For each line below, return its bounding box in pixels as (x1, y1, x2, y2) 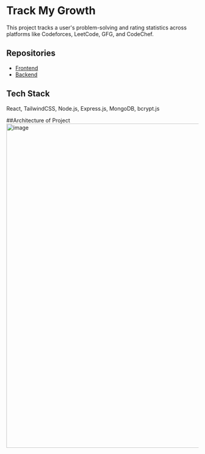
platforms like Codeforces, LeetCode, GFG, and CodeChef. (6, 30, 154, 37)
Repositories (6, 48, 56, 59)
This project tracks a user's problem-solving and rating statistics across (6, 24, 187, 31)
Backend (15, 71, 38, 78)
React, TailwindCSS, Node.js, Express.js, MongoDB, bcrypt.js (6, 104, 160, 112)
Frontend (15, 64, 38, 71)
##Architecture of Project (6, 117, 70, 124)
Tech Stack (6, 89, 50, 99)
